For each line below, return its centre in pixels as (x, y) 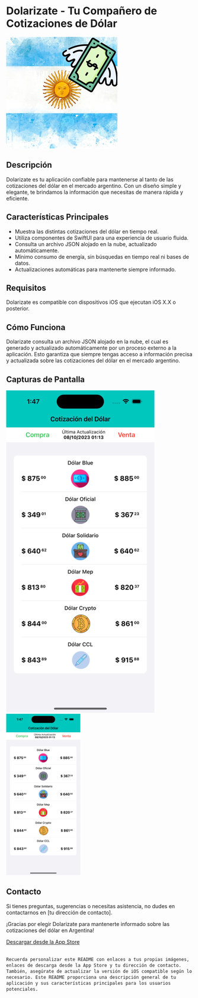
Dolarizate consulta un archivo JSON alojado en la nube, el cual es (87, 342)
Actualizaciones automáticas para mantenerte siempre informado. (95, 269)
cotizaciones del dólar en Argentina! (50, 930)
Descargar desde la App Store (43, 941)
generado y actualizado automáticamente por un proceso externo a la (91, 348)
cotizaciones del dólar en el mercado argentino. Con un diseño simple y (94, 186)
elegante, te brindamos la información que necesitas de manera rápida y (95, 192)
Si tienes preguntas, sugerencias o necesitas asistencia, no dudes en (91, 906)
